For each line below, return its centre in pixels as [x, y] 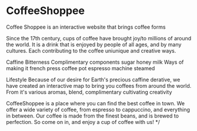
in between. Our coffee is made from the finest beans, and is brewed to [93, 116]
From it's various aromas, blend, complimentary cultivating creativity [89, 92]
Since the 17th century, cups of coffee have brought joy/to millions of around [99, 38]
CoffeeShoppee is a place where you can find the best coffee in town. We [96, 103]
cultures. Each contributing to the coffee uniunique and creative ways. [91, 50]
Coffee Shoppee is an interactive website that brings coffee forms [86, 27]
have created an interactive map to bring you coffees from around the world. [99, 85]
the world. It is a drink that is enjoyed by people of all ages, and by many [94, 44]
